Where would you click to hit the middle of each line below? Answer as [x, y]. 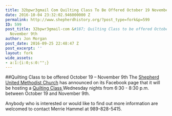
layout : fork [19, 53]
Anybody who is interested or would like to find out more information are [82, 104]
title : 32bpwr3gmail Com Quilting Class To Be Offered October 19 [78, 10]
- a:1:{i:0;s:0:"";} [27, 63]
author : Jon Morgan [26, 39]
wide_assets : [19, 58]
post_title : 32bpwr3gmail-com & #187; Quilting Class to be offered [79, 29]
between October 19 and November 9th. [48, 93]
